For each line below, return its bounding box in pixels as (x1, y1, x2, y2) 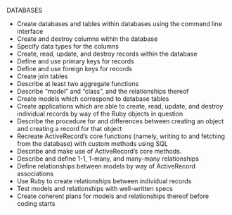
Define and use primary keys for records (16, 57, 134, 66)
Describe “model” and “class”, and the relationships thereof (16, 87, 189, 95)
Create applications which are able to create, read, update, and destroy (16, 102, 224, 110)
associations (16, 169, 54, 178)
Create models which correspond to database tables (16, 94, 169, 103)
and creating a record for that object (16, 125, 122, 133)
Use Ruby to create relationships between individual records (16, 177, 192, 185)
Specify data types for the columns (16, 42, 119, 50)
